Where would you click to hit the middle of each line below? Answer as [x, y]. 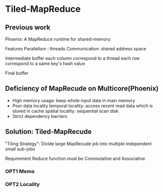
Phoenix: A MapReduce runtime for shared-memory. [58, 39]
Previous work [28, 27]
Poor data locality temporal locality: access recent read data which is [82, 106]
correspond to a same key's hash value [45, 63]
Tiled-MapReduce [43, 9]
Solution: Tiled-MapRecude [48, 132]
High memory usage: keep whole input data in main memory [74, 100]
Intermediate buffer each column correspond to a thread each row [72, 58]
